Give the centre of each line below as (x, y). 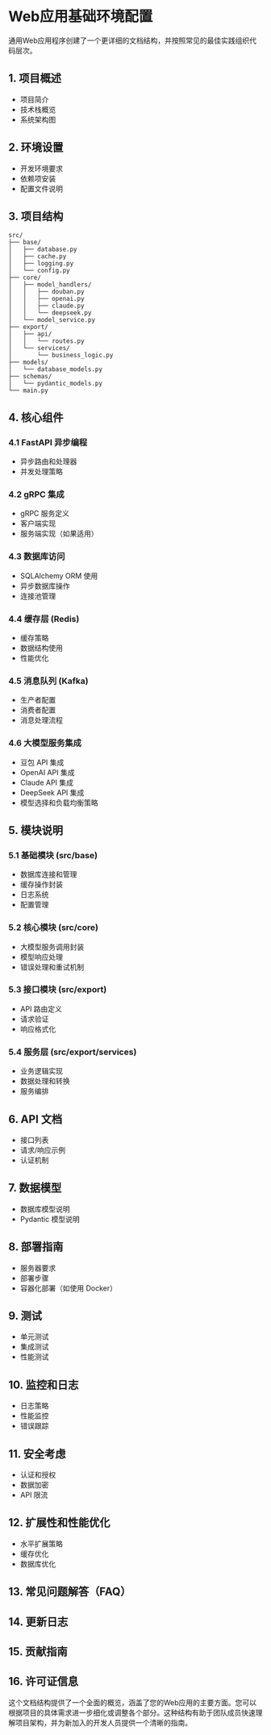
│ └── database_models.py (56, 369)
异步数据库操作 (45, 586)
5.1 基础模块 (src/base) (53, 855)
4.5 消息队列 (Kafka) (48, 681)
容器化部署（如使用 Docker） (69, 1288)
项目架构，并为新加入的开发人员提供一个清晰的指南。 (103, 1722)
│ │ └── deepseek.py (50, 313)
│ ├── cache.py (38, 256)
